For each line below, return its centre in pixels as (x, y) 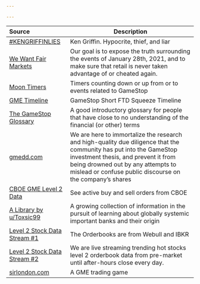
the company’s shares (101, 179)
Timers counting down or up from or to (124, 83)
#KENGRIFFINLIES (35, 41)
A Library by (26, 210)
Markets (21, 66)
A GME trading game (99, 272)
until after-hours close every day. (117, 263)
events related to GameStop (109, 90)
